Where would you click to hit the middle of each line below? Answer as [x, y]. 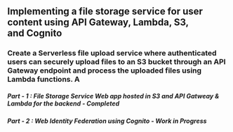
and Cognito [35, 33]
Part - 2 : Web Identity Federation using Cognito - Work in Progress [107, 121]
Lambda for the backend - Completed [64, 103]
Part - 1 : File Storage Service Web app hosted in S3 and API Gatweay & [113, 96]
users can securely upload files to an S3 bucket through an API [116, 62]
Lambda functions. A [44, 80]
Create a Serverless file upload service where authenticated [112, 53]
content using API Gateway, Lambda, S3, [98, 23]
